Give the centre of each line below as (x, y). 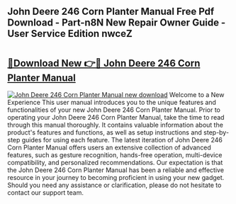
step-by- (216, 132)
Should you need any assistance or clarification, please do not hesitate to (114, 185)
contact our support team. (45, 193)
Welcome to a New (197, 95)
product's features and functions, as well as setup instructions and (105, 132)
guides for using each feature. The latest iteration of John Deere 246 (122, 140)
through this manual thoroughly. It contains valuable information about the (115, 125)
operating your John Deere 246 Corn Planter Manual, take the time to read (116, 117)
